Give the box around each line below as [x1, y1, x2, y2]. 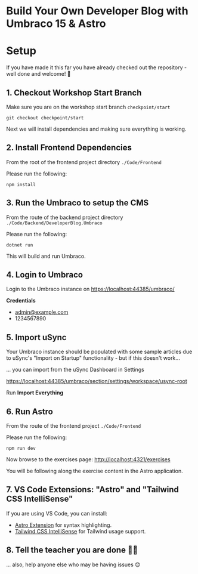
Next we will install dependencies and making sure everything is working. [6, 125, 187, 132]
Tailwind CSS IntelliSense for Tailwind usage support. [14, 527, 146, 535]
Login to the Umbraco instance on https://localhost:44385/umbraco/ [6, 285, 175, 293]
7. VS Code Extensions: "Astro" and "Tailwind [6, 484, 179, 495]
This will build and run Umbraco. [6, 252, 86, 260]
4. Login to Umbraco [6, 270, 83, 280]
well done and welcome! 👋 [6, 70, 71, 78]
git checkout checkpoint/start [6, 115, 84, 121]
